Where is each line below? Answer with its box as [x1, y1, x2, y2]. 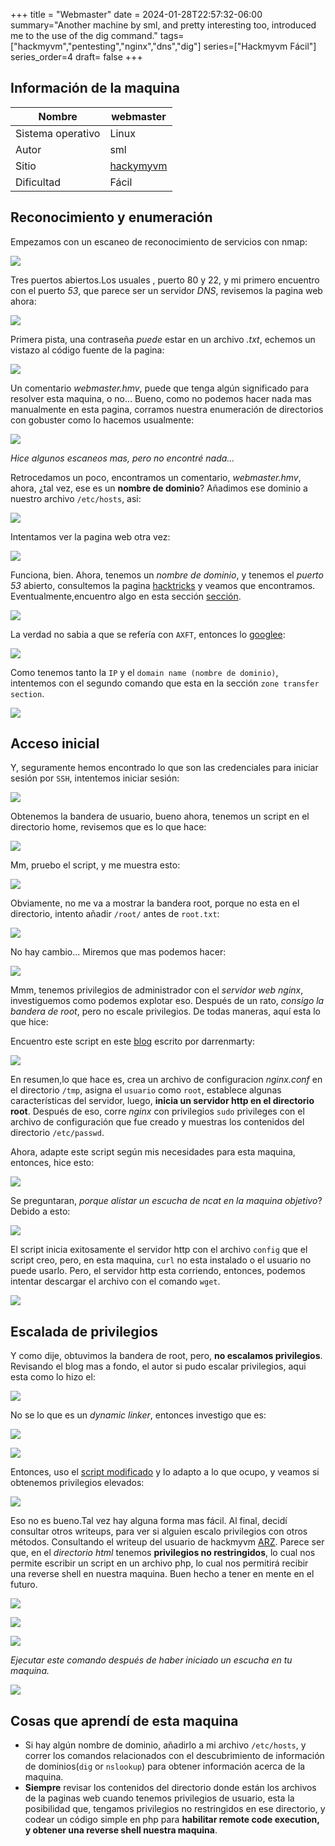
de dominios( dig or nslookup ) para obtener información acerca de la [24, 1760, 306, 1773]
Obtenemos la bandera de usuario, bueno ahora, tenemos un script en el [10, 810, 310, 823]
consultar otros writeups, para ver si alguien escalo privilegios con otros [10, 1525, 308, 1538]
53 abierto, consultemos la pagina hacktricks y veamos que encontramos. [10, 579, 316, 591]
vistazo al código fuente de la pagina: [10, 344, 165, 356]
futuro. [10, 1579, 38, 1591]
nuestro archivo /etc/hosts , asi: [10, 492, 142, 504]
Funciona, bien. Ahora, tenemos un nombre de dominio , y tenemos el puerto [10, 569, 324, 581]
